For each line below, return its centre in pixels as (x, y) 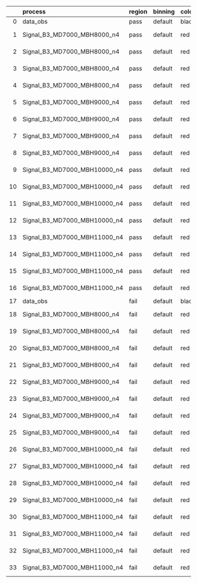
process (34, 11)
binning (164, 11)
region (138, 11)
